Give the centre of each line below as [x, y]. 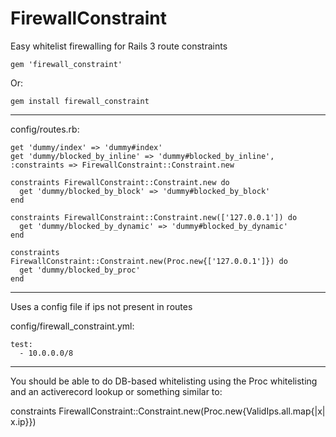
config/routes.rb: [45, 129]
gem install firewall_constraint [80, 101]
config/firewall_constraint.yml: [72, 326]
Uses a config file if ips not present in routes [101, 306]
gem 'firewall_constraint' [66, 64]
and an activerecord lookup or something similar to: [116, 391]
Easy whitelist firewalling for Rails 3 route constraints [119, 46]
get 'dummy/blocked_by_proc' [80, 270]
